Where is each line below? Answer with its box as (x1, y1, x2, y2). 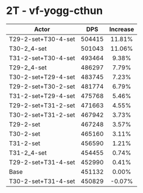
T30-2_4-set (9, 44, 47, 52)
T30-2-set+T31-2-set (9, 111, 75, 119)
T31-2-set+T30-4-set (9, 54, 75, 62)
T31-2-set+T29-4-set (9, 92, 75, 100)
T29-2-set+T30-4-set (9, 35, 75, 43)
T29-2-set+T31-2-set (9, 101, 75, 109)
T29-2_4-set (9, 63, 47, 71)
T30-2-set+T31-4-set (9, 177, 75, 185)
